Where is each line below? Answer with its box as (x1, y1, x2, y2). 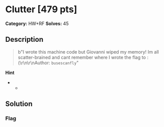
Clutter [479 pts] (5, 4, 78, 15)
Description (5, 35, 43, 44)
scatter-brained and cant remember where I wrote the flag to (17, 54, 146, 60)
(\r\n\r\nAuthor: (17, 60, 50, 66)
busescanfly (51, 60, 77, 66)
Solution (5, 99, 33, 108)
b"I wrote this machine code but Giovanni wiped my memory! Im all (17, 48, 159, 55)
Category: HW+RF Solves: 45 (5, 20, 69, 27)
